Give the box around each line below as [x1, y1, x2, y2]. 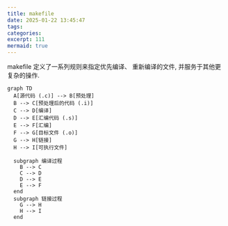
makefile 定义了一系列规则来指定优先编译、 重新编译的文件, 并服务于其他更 [7, 63, 221, 70]
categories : [7, 29, 42, 37]
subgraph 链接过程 [13, 195, 63, 202]
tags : [7, 23, 23, 30]
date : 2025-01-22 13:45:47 [7, 17, 85, 24]
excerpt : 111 [7, 36, 45, 43]
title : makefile [7, 10, 54, 17]
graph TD [7, 85, 33, 92]
